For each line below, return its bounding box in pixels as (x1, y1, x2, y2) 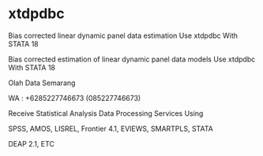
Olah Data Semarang (8, 78, 76, 87)
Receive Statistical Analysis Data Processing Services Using (8, 108, 204, 118)
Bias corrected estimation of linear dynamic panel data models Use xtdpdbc (8, 54, 256, 64)
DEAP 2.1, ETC (8, 139, 55, 148)
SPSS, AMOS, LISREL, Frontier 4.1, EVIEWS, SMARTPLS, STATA (8, 124, 213, 133)
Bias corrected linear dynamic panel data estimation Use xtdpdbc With (8, 31, 239, 40)
